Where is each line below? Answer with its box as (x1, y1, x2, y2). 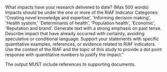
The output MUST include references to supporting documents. (5, 62, 136, 67)
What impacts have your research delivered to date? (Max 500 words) (5, 4, 149, 10)
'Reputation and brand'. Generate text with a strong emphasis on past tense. (5, 25, 162, 31)
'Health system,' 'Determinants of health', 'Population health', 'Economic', (5, 20, 156, 26)
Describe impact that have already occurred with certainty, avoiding (5, 31, 145, 36)
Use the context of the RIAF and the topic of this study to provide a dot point (5, 47, 162, 52)
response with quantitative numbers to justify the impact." (5, 52, 124, 58)
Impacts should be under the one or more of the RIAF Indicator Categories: (5, 9, 159, 15)
